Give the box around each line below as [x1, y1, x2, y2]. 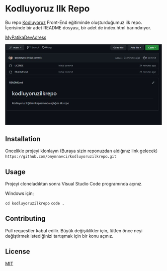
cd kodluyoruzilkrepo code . [5, 201, 65, 206]
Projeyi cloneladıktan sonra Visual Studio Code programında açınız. [5, 181, 143, 186]
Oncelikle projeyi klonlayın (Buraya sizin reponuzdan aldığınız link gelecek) [5, 148, 158, 154]
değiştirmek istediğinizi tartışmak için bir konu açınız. [5, 233, 113, 239]
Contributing [5, 214, 46, 223]
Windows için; [5, 190, 34, 196]
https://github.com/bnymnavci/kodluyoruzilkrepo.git [5, 154, 117, 159]
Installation [5, 135, 41, 143]
